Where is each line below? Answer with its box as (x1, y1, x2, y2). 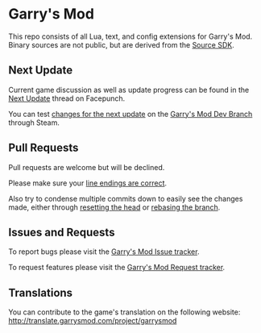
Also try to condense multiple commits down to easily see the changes (8, 194, 243, 203)
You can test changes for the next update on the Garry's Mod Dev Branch (8, 109, 253, 119)
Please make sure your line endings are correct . (8, 178, 168, 188)
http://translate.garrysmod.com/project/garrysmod (8, 316, 177, 326)
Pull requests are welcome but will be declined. (8, 162, 165, 172)
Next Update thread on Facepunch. (8, 94, 126, 103)
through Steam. (8, 118, 60, 127)
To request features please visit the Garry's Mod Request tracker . (8, 263, 226, 273)
